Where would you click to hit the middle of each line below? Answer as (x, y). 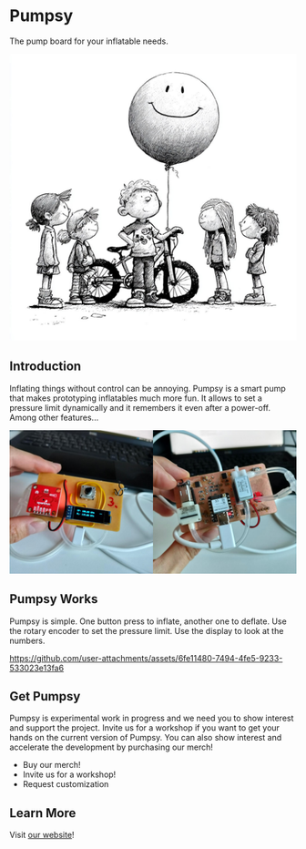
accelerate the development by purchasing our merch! (112, 747)
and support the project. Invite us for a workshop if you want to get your (145, 728)
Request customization (66, 784)
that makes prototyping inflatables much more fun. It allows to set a (136, 398)
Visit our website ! (42, 835)
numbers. (27, 640)
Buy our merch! (51, 765)
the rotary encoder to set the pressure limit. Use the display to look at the (147, 630)
